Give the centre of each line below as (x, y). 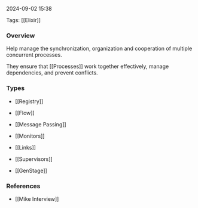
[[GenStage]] (31, 170)
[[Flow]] (25, 113)
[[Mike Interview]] (37, 198)
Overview (21, 35)
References (23, 186)
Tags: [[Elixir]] (23, 20)
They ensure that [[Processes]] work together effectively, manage (88, 66)
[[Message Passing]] (41, 124)
